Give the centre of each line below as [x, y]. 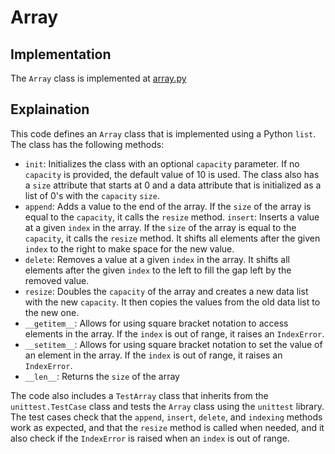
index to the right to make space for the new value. [129, 248]
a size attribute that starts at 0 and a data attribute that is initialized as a [173, 185]
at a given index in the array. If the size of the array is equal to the [160, 227]
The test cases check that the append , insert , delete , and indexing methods [166, 417]
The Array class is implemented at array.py [98, 78]
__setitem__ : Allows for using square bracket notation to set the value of [173, 344]
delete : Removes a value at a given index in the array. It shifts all [157, 259]
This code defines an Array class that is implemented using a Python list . [163, 133]
